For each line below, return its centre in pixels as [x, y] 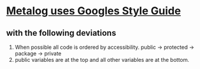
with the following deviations [61, 33]
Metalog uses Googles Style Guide [93, 11]
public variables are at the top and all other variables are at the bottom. [102, 60]
